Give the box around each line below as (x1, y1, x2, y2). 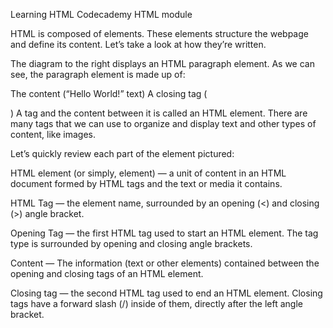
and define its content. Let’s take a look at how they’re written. (10, 39, 267, 50)
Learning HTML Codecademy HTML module (10, 9, 193, 20)
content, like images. (10, 129, 97, 140)
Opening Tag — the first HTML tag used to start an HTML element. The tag (10, 227, 319, 239)
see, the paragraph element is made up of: (10, 69, 186, 80)
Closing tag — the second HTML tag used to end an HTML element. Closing (10, 287, 323, 299)
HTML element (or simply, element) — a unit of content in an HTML (10, 167, 287, 179)
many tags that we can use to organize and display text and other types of (10, 118, 317, 129)
